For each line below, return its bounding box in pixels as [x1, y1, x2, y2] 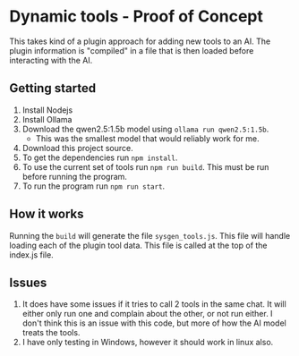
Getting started [9, 81, 97, 96]
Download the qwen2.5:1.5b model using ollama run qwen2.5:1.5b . [21, 123, 269, 134]
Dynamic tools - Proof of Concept [9, 6, 264, 27]
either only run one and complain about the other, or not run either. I [21, 309, 273, 319]
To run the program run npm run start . [21, 181, 166, 191]
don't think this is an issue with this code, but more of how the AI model [21, 318, 286, 328]
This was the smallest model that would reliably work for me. [35, 132, 260, 144]
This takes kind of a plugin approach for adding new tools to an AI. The [9, 36, 271, 47]
